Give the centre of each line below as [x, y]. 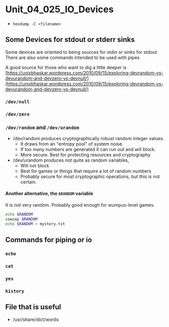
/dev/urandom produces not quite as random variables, [71, 160]
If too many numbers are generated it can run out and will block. [88, 149]
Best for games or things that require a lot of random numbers [86, 171]
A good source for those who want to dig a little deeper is [66, 67]
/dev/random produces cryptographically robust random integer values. [88, 138]
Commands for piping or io [49, 240]
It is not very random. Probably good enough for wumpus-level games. [80, 205]
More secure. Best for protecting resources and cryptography [86, 155]
